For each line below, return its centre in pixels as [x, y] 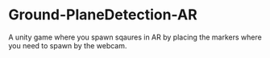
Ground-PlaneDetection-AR [103, 15]
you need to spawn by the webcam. [68, 45]
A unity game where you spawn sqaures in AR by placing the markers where [135, 37]
